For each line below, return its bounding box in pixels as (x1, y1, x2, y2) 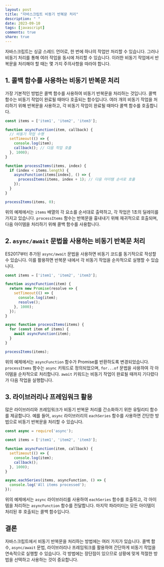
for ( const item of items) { (9, 327, 69, 332)
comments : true (5, 30, 36, 35)
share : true (5, 35, 29, 40)
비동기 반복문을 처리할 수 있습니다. (18, 419, 84, 425)
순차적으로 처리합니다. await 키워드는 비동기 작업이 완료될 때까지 (18, 371, 141, 377)
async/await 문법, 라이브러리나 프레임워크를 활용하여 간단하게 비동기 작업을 (11, 544, 156, 550)
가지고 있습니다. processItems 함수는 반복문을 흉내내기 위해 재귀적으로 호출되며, (5, 215, 158, 221)
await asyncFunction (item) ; (14, 331, 71, 337)
